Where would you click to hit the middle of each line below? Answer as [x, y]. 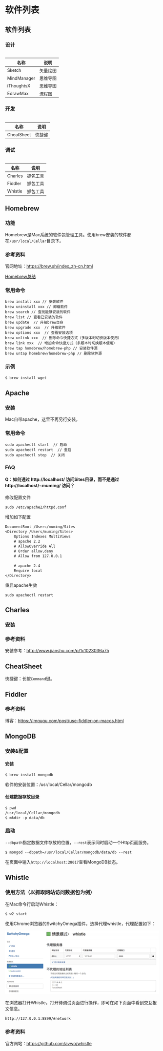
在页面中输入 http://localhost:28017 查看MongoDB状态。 [63, 862]
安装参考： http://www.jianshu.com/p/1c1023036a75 [57, 651]
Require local [28, 571]
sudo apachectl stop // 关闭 [35, 455]
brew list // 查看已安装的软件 [34, 317]
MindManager [21, 78]
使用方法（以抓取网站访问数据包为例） [50, 892]
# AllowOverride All [35, 546]
